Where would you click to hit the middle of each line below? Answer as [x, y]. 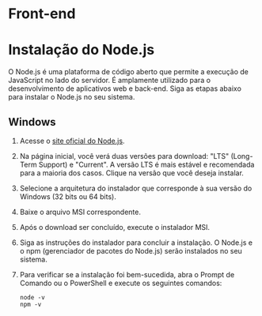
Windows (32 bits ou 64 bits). [68, 196]
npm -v [30, 304]
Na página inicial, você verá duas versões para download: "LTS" [124, 156]
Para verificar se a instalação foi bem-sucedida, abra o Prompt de [127, 274]
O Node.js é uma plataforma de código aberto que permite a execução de [129, 72]
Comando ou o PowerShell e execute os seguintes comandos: [121, 283]
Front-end [42, 14]
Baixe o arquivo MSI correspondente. [80, 212]
